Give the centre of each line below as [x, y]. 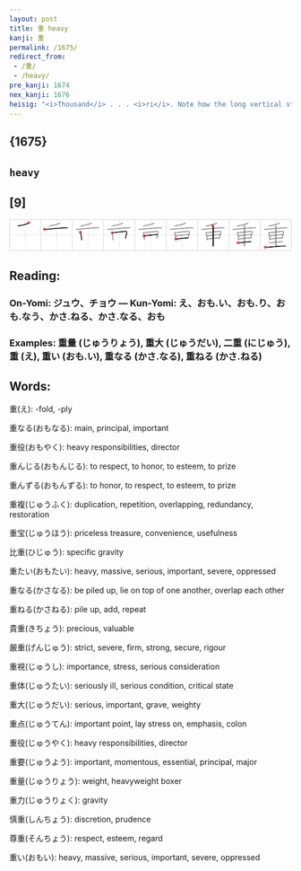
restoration [30, 515]
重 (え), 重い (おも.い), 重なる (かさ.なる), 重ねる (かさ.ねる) [136, 356]
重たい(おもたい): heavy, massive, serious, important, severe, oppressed [142, 571]
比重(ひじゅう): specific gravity [66, 552]
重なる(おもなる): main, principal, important [89, 428]
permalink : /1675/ [43, 48]
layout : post [34, 19]
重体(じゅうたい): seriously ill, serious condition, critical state [122, 686]
